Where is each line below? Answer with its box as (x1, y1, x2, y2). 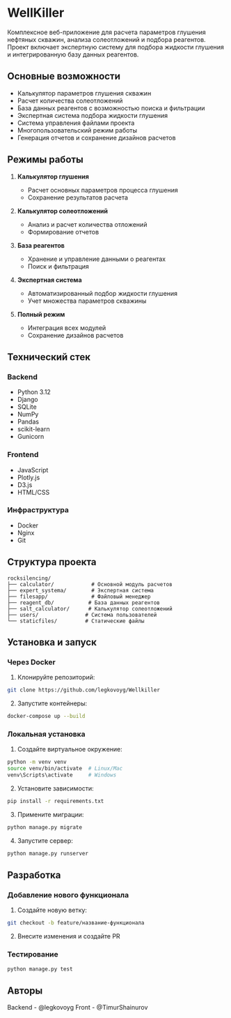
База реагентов (17, 241, 65, 249)
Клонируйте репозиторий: (17, 673, 95, 682)
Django (17, 396, 38, 404)
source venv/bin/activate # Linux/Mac (7, 765, 123, 772)
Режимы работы (7, 154, 83, 165)
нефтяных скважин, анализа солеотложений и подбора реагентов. (7, 35, 207, 43)
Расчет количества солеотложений (17, 96, 123, 105)
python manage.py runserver (7, 850, 89, 857)
